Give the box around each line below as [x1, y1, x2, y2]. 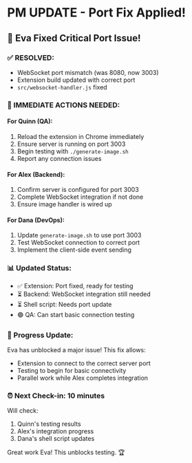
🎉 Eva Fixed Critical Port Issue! [7, 32, 141, 44]
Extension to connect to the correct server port [17, 359, 151, 367]
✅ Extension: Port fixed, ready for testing [17, 281, 134, 290]
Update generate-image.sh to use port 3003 [17, 231, 142, 239]
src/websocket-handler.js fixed [17, 83, 108, 91]
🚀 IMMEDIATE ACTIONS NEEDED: [7, 100, 120, 109]
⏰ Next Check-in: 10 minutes [7, 391, 105, 400]
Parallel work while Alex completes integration [17, 374, 149, 382]
